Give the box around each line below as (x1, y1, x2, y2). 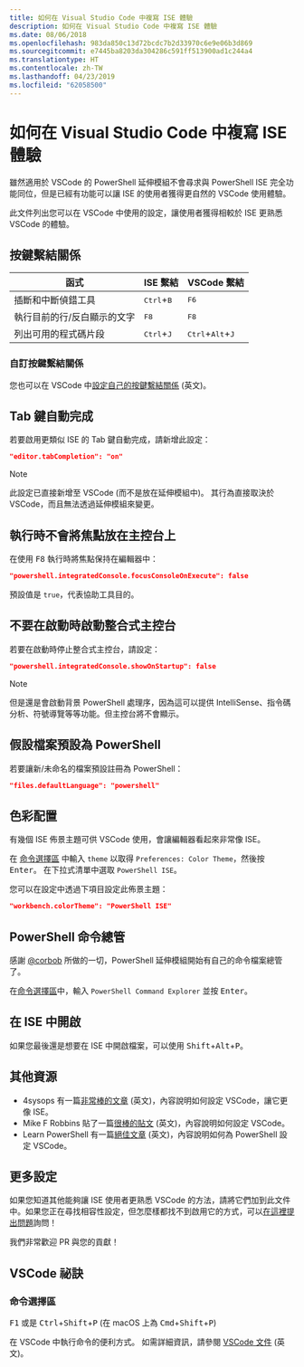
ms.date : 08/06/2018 (9, 30, 88, 39)
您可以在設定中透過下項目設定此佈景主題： (9, 884, 168, 895)
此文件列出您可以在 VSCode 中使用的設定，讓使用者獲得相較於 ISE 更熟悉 (9, 207, 283, 218)
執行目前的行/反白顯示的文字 (14, 311, 136, 324)
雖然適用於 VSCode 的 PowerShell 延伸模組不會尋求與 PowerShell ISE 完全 (9, 176, 287, 187)
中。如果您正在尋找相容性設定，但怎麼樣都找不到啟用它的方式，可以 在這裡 (9, 1206, 287, 1217)
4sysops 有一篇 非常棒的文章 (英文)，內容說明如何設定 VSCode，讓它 (22, 1095, 280, 1106)
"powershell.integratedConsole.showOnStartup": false (9, 661, 217, 670)
